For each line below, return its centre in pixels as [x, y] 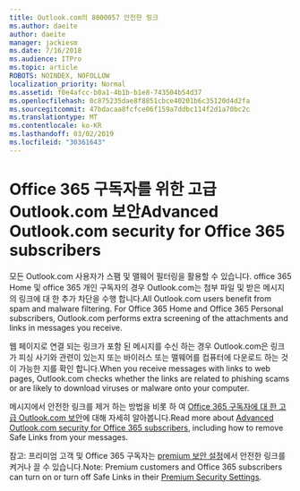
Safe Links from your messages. [69, 437]
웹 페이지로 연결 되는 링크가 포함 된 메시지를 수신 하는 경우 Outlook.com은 [139, 346]
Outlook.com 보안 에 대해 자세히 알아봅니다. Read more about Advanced [146, 418]
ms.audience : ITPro [46, 59]
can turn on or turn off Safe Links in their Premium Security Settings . [136, 477]
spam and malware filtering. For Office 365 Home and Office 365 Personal [146, 309]
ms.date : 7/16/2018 [46, 51]
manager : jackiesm [43, 42]
